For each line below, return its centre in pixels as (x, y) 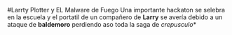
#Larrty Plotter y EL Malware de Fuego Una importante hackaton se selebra (116, 10)
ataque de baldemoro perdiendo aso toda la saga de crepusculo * (102, 24)
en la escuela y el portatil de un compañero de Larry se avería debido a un (115, 17)
